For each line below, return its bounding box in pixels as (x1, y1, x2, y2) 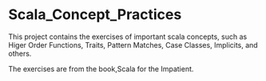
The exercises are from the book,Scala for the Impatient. (8, 64, 194, 73)
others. (8, 48, 32, 58)
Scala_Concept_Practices (8, 6, 182, 24)
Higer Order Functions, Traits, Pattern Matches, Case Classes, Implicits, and (8, 40, 258, 49)
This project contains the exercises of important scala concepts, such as (8, 32, 248, 41)
